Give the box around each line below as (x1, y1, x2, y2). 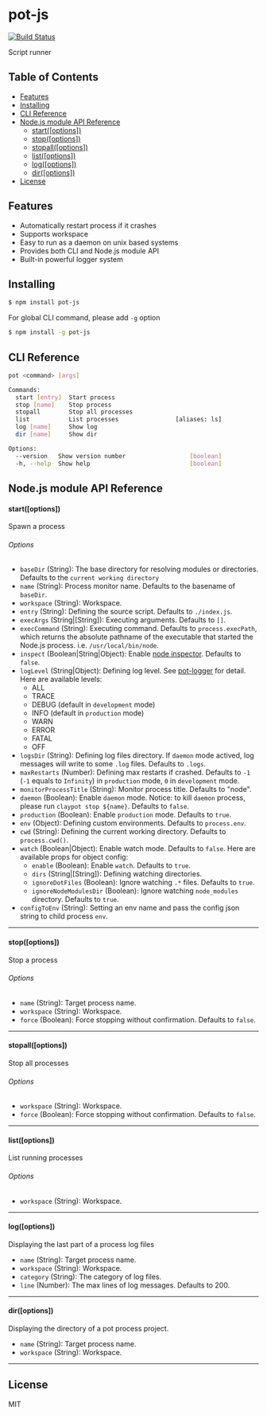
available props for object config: (19, 853, 129, 862)
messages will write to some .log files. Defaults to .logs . (19, 759, 207, 769)
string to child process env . (19, 911, 109, 921)
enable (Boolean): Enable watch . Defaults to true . (31, 860, 192, 870)
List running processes (8, 1153, 83, 1162)
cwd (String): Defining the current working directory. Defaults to (19, 827, 226, 837)
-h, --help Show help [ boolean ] (15, 460, 222, 468)
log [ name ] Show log (15, 423, 98, 431)
